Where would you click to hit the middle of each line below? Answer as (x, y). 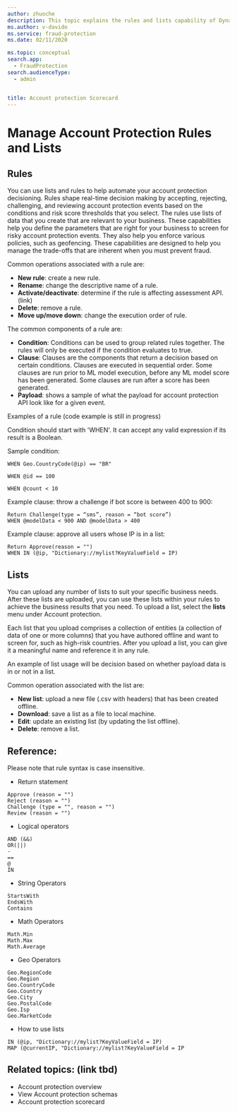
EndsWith (20, 902)
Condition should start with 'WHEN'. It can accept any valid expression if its (117, 430)
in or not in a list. (31, 671)
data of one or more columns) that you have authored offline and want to (113, 635)
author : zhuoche (31, 14)
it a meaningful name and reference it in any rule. (79, 650)
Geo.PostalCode (30, 1004)
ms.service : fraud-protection (52, 34)
